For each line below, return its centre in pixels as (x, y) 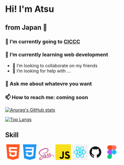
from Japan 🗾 (26, 27)
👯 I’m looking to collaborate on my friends (55, 65)
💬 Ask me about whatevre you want (49, 84)
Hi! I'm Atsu (30, 9)
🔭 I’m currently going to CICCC (43, 42)
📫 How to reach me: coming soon (47, 97)
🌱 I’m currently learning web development (57, 55)
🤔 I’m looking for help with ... (41, 71)
